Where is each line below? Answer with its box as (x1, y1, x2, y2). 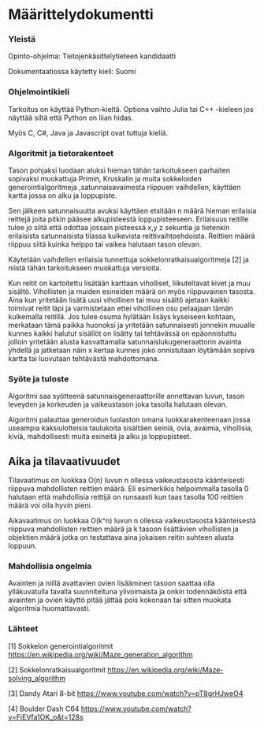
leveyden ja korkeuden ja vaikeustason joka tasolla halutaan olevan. (8, 400, 228, 409)
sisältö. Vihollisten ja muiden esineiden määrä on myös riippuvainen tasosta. (8, 287, 255, 296)
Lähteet (8, 623, 39, 634)
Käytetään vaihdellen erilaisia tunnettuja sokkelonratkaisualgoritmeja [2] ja (8, 255, 250, 265)
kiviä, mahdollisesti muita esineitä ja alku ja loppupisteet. (8, 432, 191, 441)
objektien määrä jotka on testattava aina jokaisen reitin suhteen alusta (8, 533, 234, 542)
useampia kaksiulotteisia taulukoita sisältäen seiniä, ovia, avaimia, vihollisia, (8, 423, 254, 433)
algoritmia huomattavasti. (8, 604, 91, 613)
